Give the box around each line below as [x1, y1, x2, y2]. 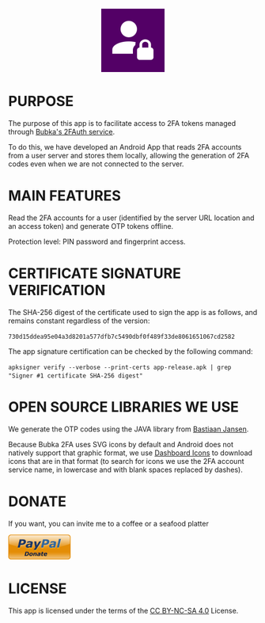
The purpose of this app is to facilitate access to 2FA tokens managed [8, 118, 236, 127]
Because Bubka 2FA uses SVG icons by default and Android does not [8, 439, 234, 449]
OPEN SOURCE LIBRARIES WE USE [8, 398, 240, 416]
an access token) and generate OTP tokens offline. [8, 221, 174, 230]
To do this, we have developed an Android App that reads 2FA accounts [8, 142, 242, 151]
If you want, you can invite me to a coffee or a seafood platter [8, 519, 210, 528]
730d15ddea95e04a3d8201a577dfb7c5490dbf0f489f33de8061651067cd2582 [8, 332, 236, 340]
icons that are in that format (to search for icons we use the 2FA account [8, 456, 244, 465]
